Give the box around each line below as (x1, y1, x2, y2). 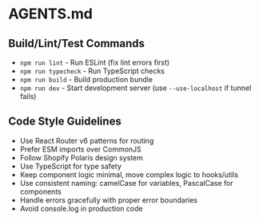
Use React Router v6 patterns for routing (19, 136, 154, 145)
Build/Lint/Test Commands (8, 37, 145, 50)
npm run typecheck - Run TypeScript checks (19, 66, 165, 76)
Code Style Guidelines (8, 115, 122, 128)
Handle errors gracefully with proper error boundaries (19, 195, 198, 204)
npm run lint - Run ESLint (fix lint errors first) (19, 57, 170, 67)
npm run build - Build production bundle (19, 75, 153, 84)
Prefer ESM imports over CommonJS (19, 144, 141, 154)
